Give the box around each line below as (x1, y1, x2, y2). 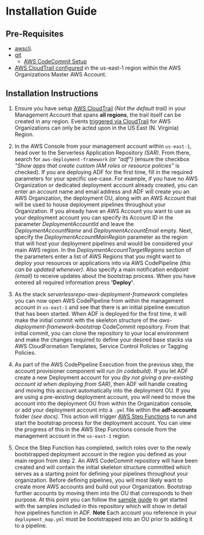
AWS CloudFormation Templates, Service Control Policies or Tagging (14, 342, 188, 349)
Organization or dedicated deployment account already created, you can (14, 181, 198, 189)
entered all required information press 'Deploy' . (14, 278, 135, 286)
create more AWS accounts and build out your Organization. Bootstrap (14, 482, 192, 490)
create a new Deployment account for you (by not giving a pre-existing (14, 374, 194, 381)
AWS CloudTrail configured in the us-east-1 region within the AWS (14, 64, 181, 71)
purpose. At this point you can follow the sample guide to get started (14, 496, 188, 503)
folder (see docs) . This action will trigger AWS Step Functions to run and (14, 412, 197, 420)
